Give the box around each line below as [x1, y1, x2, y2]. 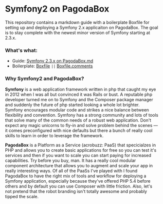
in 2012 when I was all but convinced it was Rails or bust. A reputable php [5, 91, 152, 97]
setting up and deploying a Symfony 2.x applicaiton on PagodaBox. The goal [5, 24, 158, 30]
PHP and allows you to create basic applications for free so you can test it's [5, 147, 157, 153]
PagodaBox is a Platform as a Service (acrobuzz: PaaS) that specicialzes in [5, 142, 156, 148]
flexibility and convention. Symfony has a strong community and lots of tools [5, 112, 159, 118]
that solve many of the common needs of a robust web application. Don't [5, 117, 151, 123]
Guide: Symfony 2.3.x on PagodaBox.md [12, 58, 93, 64]
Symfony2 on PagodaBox [5, 3, 109, 15]
